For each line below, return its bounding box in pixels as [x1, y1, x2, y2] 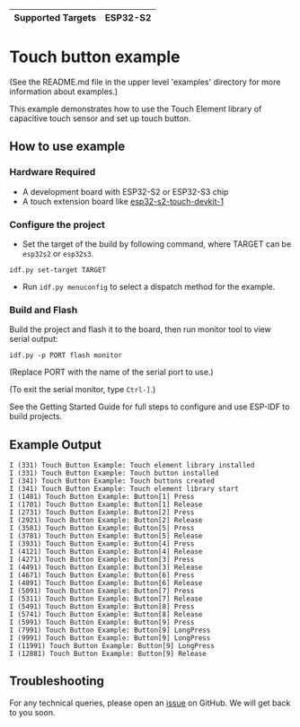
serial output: [9, 334, 58, 345]
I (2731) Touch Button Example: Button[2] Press [9, 508, 195, 517]
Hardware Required [9, 166, 96, 179]
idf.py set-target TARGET [9, 265, 106, 275]
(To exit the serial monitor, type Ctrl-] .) [9, 384, 156, 395]
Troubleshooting [9, 673, 105, 689]
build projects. [9, 411, 63, 422]
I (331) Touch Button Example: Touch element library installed [9, 461, 255, 470]
